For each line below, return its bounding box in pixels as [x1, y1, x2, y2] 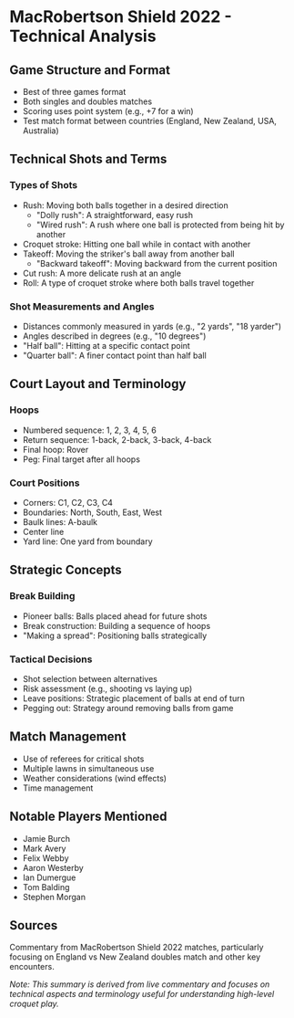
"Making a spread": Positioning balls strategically [22, 630, 208, 641]
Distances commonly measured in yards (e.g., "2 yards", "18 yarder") [22, 320, 282, 331]
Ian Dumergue [22, 872, 76, 883]
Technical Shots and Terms [9, 152, 167, 167]
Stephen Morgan [22, 891, 86, 902]
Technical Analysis [9, 26, 157, 47]
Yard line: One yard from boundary [22, 536, 153, 547]
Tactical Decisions [9, 653, 93, 666]
